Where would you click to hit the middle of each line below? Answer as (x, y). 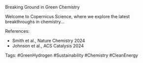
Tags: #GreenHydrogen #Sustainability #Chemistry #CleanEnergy (72, 55)
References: (17, 31)
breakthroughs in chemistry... (35, 22)
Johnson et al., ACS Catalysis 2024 (48, 46)
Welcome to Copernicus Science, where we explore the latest (68, 16)
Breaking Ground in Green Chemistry (43, 7)
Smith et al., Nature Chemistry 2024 (48, 41)
